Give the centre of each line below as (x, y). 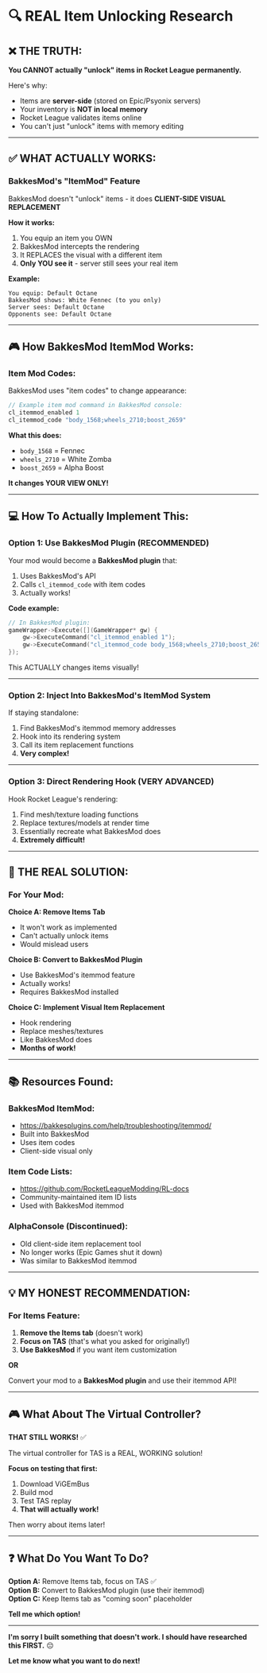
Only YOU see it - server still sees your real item (99, 263)
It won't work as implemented (68, 927)
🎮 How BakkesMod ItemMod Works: (101, 347)
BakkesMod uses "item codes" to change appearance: (97, 390)
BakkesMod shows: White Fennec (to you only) (85, 300)
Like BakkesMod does (56, 1040)
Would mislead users (54, 945)
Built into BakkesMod (54, 1134)
